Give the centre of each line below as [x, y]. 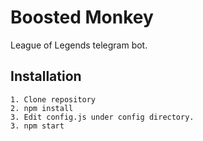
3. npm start [37, 126]
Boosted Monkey [82, 17]
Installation [46, 76]
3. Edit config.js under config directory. [102, 117]
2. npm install [42, 108]
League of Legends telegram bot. [79, 45]
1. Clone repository [53, 99]
